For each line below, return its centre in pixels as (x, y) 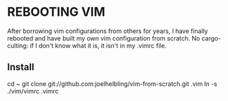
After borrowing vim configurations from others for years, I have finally (108, 31)
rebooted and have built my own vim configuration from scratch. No (104, 38)
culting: (18, 45)
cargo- (211, 38)
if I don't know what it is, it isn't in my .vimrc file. (98, 45)
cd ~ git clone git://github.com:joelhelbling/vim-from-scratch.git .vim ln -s (112, 84)
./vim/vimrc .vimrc (33, 91)
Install (21, 67)
